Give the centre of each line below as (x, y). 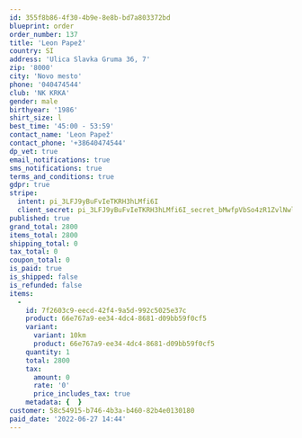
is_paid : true (36, 269)
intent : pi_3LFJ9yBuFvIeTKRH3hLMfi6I (88, 202)
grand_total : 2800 (44, 227)
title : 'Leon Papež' (48, 43)
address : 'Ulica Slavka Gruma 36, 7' (80, 59)
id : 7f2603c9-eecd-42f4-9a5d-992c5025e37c (106, 310)
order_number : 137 (44, 34)
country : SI (31, 51)
